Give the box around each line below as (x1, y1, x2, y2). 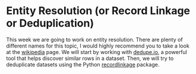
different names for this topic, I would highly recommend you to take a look (6, 42, 190, 49)
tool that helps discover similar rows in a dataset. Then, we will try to (6, 55, 174, 62)
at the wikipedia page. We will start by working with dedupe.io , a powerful (6, 48, 187, 55)
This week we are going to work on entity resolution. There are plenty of (6, 36, 183, 43)
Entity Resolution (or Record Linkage (6, 4, 191, 18)
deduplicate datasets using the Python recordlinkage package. (6, 60, 160, 68)
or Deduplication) (6, 16, 94, 30)
